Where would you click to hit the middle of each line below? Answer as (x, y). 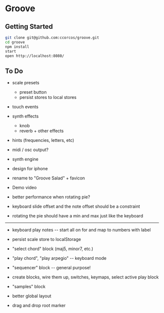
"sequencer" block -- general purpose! (51, 268)
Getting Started (29, 27)
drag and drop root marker (39, 306)
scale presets (26, 83)
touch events (25, 107)
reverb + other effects (41, 131)
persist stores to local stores (48, 98)
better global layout (32, 296)
